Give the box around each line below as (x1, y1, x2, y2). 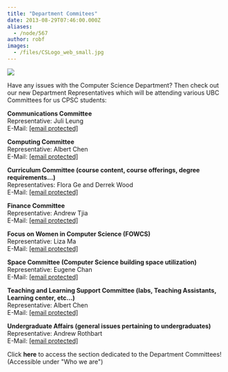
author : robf (7, 36, 45, 43)
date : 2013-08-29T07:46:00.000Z (7, 17, 101, 24)
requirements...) (7, 173, 56, 181)
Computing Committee (7, 137, 74, 146)
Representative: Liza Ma (7, 237, 76, 245)
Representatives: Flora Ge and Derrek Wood (7, 180, 133, 188)
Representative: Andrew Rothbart (7, 329, 103, 337)
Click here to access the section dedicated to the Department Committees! (7, 350, 222, 358)
